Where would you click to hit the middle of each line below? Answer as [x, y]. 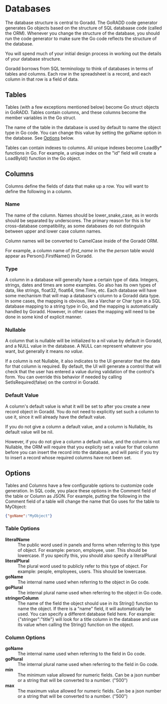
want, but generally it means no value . [44, 351]
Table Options [22, 528]
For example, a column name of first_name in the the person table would [80, 250]
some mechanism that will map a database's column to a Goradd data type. [83, 296]
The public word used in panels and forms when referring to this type [89, 545]
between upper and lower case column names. [53, 231]
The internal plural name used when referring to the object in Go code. [90, 592]
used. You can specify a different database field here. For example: [86, 614]
